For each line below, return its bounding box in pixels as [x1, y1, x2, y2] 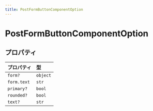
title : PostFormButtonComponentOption [5, 7, 83, 12]
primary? [7, 86, 28, 91]
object [36, 72, 52, 78]
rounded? [7, 93, 28, 98]
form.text [7, 79, 30, 85]
